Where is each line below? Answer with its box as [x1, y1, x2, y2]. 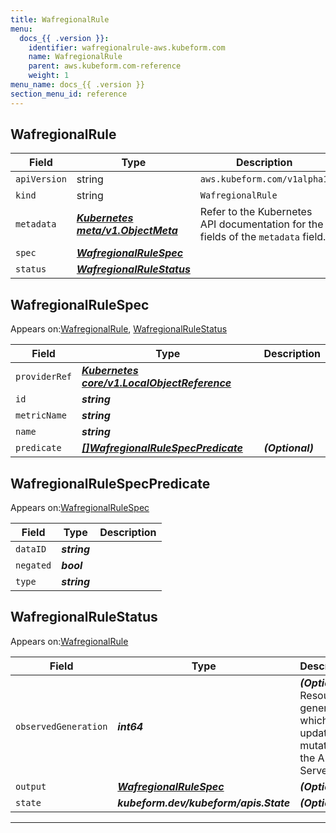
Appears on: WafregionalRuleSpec [10, 502, 150, 514]
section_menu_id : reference [10, 89, 128, 99]
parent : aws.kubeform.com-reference [28, 61, 182, 71]
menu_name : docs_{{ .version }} [10, 80, 145, 90]
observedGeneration [15, 721, 108, 732]
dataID [15, 544, 47, 555]
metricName [15, 410, 67, 421]
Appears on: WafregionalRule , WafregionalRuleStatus [10, 323, 228, 335]
